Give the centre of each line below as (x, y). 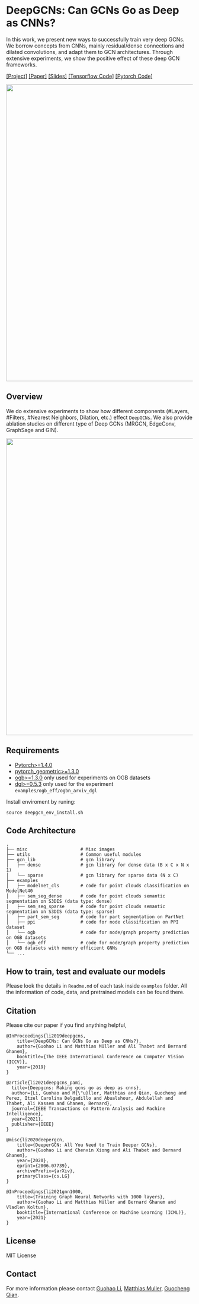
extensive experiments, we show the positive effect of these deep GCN (93, 58)
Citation (21, 1010)
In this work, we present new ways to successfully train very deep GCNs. (95, 39)
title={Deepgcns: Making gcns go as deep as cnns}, (77, 1088)
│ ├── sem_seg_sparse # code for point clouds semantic (86, 907)
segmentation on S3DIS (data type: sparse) (61, 912)
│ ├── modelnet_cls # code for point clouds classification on (98, 886)
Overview (25, 397)
